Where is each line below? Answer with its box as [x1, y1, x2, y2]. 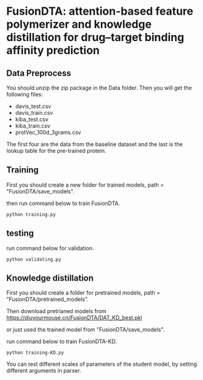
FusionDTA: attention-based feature [6, 4, 194, 18]
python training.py [6, 211, 56, 217]
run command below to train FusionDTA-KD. [6, 338, 117, 345]
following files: [6, 91, 43, 98]
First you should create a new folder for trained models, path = [6, 181, 164, 188]
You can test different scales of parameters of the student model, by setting [6, 360, 197, 368]
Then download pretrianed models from [6, 308, 107, 315]
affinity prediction [6, 44, 100, 58]
